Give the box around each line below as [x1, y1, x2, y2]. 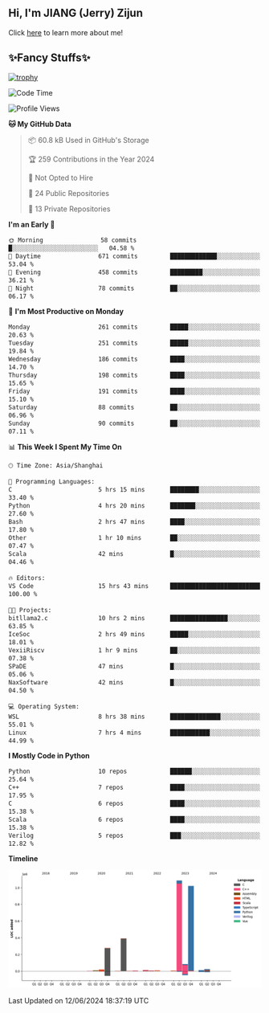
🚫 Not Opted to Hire [27, 173, 94, 182]
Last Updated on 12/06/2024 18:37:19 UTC [8, 995, 149, 1005]
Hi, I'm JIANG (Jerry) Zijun [8, 6, 143, 20]
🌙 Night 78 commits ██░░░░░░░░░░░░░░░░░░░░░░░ [8, 284, 261, 292]
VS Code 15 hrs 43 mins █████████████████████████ [8, 582, 261, 590]
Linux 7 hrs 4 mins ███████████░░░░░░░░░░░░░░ [8, 729, 261, 737]
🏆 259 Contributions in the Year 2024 [27, 154, 155, 164]
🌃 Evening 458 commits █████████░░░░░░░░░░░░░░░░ [8, 268, 261, 276]
